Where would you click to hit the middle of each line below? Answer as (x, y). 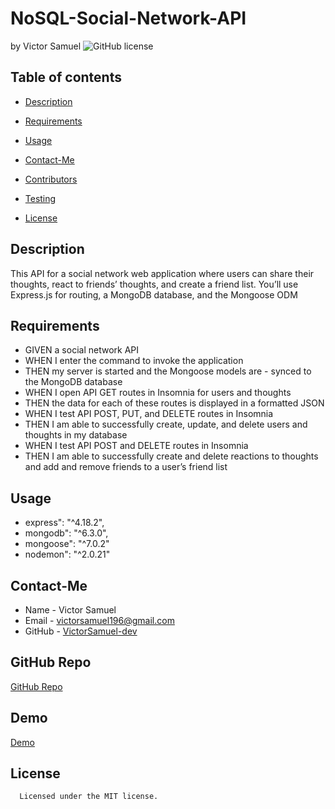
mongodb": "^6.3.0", (66, 533)
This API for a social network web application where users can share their (162, 273)
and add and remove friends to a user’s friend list (126, 467)
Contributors (51, 179)
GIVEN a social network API (82, 350)
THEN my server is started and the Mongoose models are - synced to (168, 371)
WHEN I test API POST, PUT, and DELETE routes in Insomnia (149, 414)
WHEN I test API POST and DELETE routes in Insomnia (136, 446)
